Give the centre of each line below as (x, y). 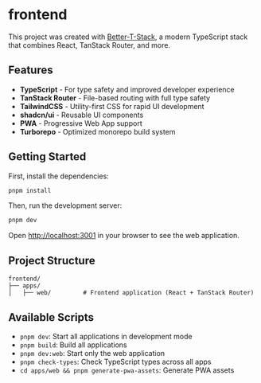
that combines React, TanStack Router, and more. (90, 45)
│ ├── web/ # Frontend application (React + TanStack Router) (131, 293)
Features (31, 70)
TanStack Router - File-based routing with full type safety (115, 98)
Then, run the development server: (65, 205)
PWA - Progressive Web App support (81, 123)
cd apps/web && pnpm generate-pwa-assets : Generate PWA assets (127, 370)
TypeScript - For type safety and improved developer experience (127, 89)
